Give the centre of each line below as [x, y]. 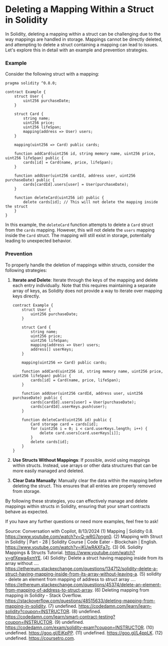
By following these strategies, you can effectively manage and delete [76, 501]
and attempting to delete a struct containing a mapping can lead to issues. [82, 44]
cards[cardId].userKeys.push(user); [69, 406]
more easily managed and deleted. [48, 471]
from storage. [27, 491]
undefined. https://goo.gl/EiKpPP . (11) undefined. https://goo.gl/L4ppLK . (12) [84, 632]
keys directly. [26, 296]
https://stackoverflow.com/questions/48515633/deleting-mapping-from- [80, 601]
